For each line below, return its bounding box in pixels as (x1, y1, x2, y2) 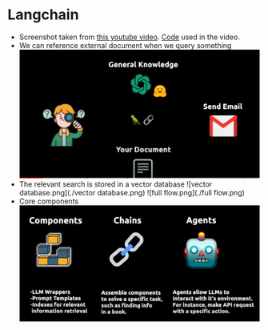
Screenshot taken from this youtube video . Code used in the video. (18, 32, 241, 42)
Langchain (7, 6, 79, 24)
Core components (18, 196, 79, 206)
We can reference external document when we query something (18, 40, 232, 50)
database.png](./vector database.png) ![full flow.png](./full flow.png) (18, 188, 246, 198)
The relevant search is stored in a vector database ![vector (18, 179, 213, 189)
